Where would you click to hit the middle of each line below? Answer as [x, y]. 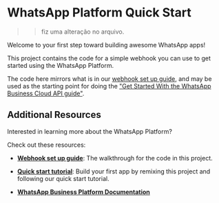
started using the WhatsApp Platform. [61, 65]
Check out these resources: [46, 145]
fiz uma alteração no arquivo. [83, 32]
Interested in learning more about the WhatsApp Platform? [90, 131]
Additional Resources [54, 115]
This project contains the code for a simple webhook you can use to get [109, 58]
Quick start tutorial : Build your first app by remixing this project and [114, 171]
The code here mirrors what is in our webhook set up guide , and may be [109, 79]
